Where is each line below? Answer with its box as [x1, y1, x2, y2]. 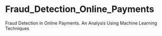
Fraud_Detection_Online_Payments [5, 3, 154, 15]
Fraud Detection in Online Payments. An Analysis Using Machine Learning [5, 20, 157, 26]
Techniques [5, 25, 29, 31]
